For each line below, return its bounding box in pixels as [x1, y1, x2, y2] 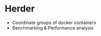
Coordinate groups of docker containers [12, 19, 96, 25]
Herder [5, 3, 35, 14]
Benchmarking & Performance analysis [12, 24, 94, 30]
